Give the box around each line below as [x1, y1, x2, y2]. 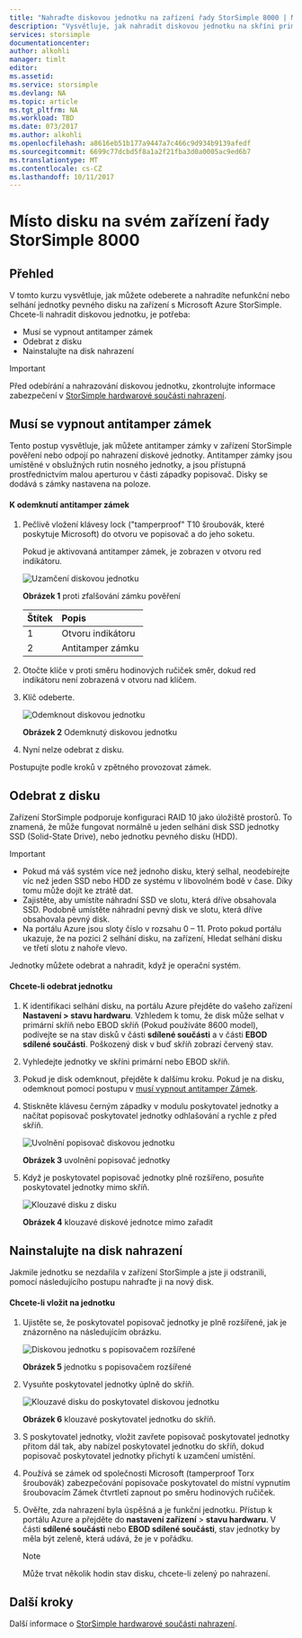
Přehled [9, 266, 54, 281]
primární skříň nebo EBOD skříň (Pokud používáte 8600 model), [22, 1020, 259, 1031]
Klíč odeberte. [22, 692, 75, 703]
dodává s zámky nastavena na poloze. [9, 478, 151, 489]
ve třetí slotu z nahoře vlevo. [22, 942, 129, 953]
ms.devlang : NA [9, 88, 67, 97]
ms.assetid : [9, 72, 54, 81]
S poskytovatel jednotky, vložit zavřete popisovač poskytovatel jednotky [22, 1432, 290, 1442]
